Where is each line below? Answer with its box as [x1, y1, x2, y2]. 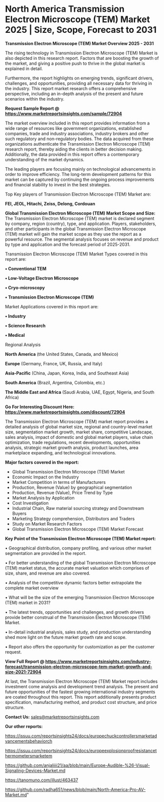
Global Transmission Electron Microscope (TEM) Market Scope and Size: [5, 210, 156, 216]
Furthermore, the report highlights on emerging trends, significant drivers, [5, 75, 154, 81]
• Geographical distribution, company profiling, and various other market [5, 545, 152, 551]
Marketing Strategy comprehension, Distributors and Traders [12, 516, 135, 522]
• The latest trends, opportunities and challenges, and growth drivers [5, 609, 144, 615]
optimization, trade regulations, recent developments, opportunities [5, 439, 141, 445]
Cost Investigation [12, 500, 49, 506]
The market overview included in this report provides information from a [5, 120, 150, 126]
